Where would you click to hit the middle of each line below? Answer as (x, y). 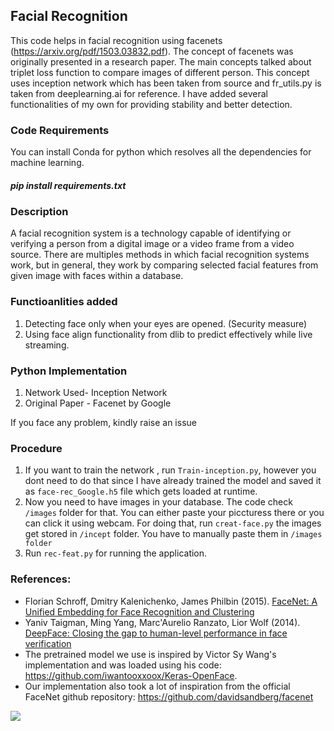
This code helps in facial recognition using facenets (116, 40)
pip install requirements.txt (68, 185)
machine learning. (47, 163)
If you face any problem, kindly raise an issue (103, 423)
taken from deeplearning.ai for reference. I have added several (139, 93)
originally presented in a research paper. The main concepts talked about (161, 61)
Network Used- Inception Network (96, 393)
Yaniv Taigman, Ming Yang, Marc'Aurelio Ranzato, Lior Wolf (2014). (162, 622)
